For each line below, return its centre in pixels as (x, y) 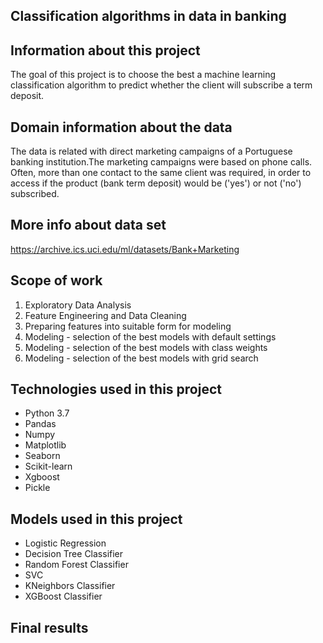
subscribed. (35, 194)
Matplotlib (45, 445)
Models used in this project (96, 519)
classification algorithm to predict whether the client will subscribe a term (161, 85)
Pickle (37, 488)
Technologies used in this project (116, 389)
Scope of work (56, 280)
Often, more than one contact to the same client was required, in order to (161, 173)
